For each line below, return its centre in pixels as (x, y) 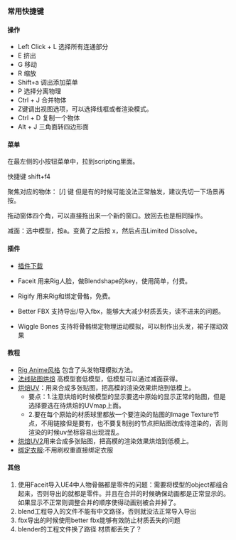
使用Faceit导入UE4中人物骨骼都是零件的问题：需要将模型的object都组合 (123, 485)
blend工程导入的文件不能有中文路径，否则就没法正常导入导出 (107, 511)
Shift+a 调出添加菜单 (48, 83)
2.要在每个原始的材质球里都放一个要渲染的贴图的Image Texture (120, 414)
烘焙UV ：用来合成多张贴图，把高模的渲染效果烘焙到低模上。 (106, 387)
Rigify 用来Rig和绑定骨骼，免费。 (66, 296)
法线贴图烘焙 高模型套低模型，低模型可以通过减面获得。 (100, 378)
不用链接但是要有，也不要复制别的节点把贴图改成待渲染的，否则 (134, 423)
